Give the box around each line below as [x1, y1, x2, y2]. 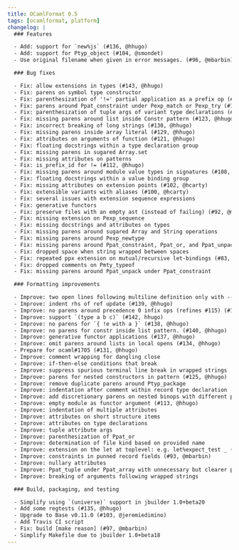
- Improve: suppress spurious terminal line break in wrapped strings [14, 367, 228, 374]
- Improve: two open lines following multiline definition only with [14, 294, 224, 301]
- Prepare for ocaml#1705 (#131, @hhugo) [14, 347, 139, 354]
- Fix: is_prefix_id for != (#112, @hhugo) [14, 162, 144, 169]
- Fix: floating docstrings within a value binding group [14, 175, 190, 183]
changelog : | [7, 24, 46, 31]
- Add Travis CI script [14, 519, 84, 526]
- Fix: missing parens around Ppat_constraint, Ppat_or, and [14, 241, 199, 248]
